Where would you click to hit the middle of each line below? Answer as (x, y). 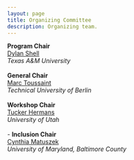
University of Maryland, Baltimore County (67, 149)
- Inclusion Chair (32, 134)
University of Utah (33, 120)
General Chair (28, 75)
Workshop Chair (31, 105)
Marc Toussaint (29, 83)
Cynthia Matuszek (33, 142)
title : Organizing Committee (49, 20)
